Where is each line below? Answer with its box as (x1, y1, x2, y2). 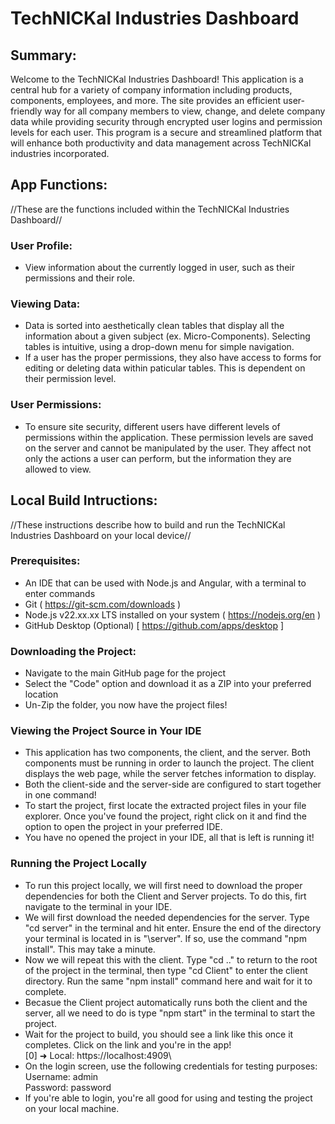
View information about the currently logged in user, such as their (24, 262, 296, 274)
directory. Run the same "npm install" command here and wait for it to (24, 975, 313, 987)
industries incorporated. (10, 148, 110, 159)
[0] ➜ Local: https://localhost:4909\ (24, 1049, 172, 1061)
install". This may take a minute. (24, 943, 156, 955)
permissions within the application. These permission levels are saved (24, 431, 314, 443)
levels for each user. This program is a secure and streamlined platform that (10, 127, 323, 138)
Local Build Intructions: (10, 492, 158, 509)
